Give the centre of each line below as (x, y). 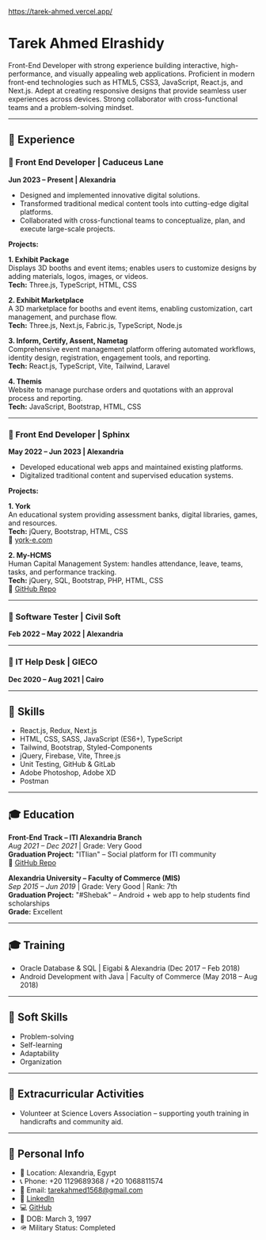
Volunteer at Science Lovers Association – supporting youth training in (134, 1113)
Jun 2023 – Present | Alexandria (62, 179)
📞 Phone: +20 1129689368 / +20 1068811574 (91, 1181)
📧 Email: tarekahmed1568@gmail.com (81, 1190)
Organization (40, 1062)
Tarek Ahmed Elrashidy (86, 44)
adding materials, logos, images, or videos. (78, 276)
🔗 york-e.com (30, 540)
